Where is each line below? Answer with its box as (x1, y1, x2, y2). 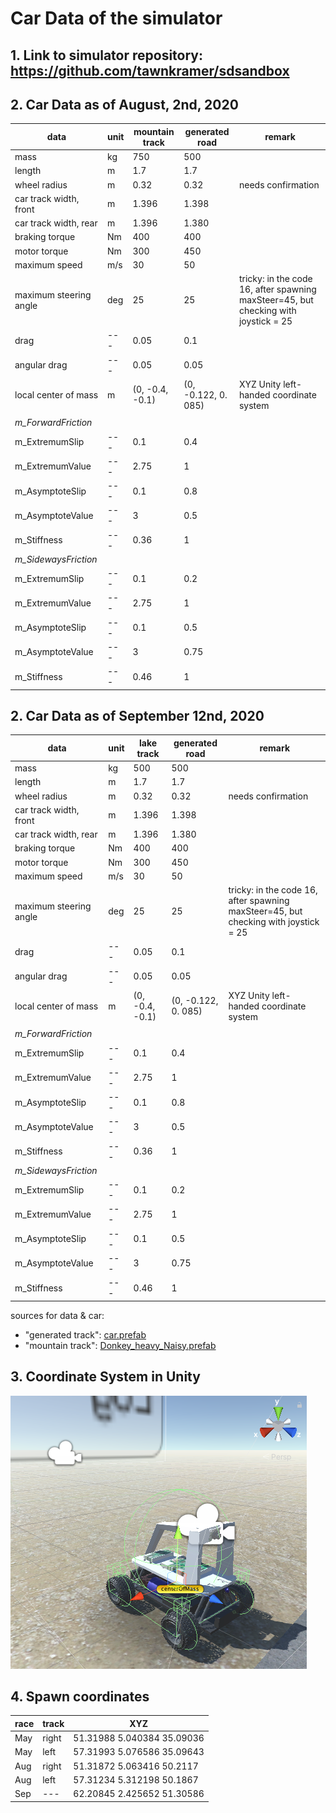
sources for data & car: (10, 1309, 105, 1321)
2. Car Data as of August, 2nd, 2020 (10, 96, 239, 113)
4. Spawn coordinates (10, 1688, 150, 1705)
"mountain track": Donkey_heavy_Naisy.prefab (24, 1339, 217, 1351)
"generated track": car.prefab (24, 1328, 147, 1341)
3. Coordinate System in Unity (10, 1368, 201, 1386)
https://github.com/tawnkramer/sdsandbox (10, 62, 290, 79)
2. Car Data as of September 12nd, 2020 (10, 708, 265, 725)
